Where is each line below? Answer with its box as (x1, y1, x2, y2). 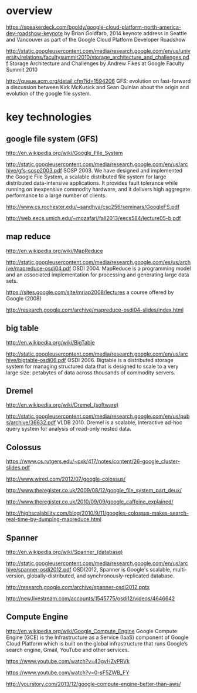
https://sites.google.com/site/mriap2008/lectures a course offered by (6, 289, 174, 296)
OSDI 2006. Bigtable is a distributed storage (67, 356, 174, 363)
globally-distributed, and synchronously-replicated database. (26, 572, 175, 579)
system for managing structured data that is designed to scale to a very (6, 363, 179, 370)
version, (6, 572, 26, 579)
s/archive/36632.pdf (6, 419, 56, 426)
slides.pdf (6, 464, 30, 471)
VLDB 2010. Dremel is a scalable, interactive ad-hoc (57, 419, 183, 426)
